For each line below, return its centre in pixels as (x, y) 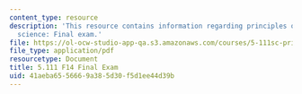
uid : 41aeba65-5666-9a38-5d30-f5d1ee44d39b (92, 76)
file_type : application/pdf (62, 51)
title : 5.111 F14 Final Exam (64, 68)
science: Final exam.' (60, 34)
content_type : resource (54, 17)
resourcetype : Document (54, 59)
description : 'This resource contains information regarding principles (148, 26)
